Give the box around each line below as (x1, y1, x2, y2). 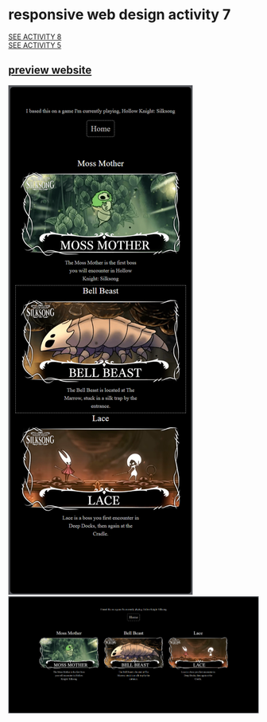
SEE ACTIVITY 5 (8, 40, 62, 49)
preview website (8, 64, 92, 77)
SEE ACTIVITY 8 (8, 32, 62, 41)
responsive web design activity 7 (8, 6, 231, 24)
